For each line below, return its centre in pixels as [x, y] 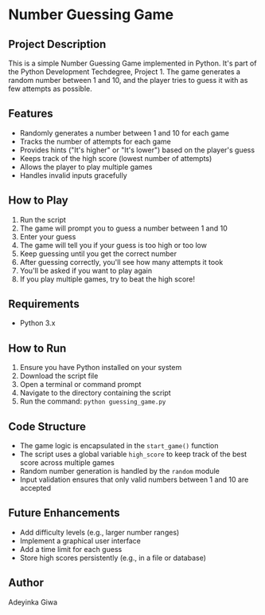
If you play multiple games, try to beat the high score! [107, 279]
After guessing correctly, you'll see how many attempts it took [121, 262]
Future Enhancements [64, 513]
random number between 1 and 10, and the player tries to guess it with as [128, 80]
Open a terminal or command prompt [80, 384]
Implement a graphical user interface [80, 541]
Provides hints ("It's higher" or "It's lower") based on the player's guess [137, 150]
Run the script [43, 219]
